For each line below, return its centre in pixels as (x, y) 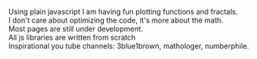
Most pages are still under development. (76, 29)
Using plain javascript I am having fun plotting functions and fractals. (123, 12)
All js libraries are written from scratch (72, 37)
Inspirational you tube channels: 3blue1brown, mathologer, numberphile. (129, 46)
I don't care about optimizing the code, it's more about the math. (116, 20)
